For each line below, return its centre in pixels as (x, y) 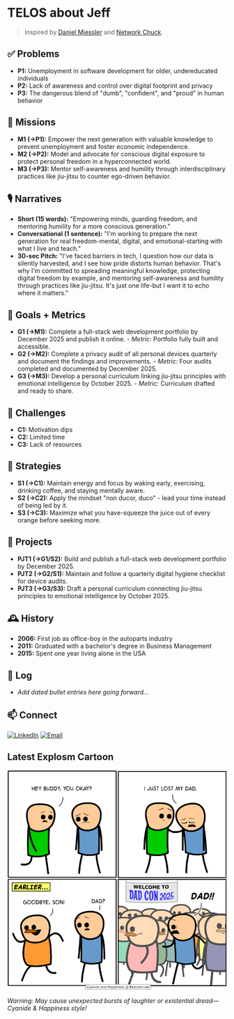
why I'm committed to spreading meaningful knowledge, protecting (114, 271)
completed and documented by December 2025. (87, 369)
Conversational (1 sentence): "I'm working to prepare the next (107, 234)
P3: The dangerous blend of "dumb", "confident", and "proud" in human (120, 93)
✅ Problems (33, 54)
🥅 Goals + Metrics (46, 315)
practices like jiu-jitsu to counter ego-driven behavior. (94, 176)
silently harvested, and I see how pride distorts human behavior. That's (119, 263)
